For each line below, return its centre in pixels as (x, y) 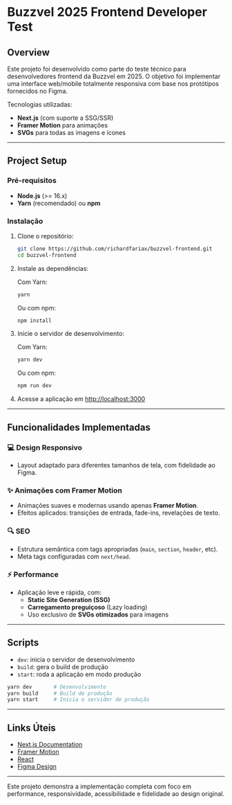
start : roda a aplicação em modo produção (79, 674)
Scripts (23, 643)
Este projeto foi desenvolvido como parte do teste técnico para (97, 69)
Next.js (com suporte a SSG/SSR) (65, 118)
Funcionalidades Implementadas (79, 427)
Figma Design (37, 767)
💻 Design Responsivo (45, 448)
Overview (29, 52)
